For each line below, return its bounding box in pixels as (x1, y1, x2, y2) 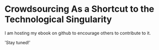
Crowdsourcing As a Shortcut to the (4, 3, 155, 15)
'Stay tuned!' (4, 39, 31, 45)
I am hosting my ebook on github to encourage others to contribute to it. (4, 30, 151, 36)
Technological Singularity (4, 14, 112, 25)
